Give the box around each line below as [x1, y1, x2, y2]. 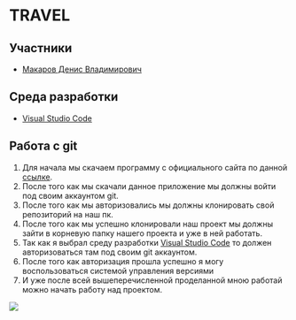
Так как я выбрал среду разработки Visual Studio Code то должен [21, 237, 272, 248]
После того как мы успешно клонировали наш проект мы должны [21, 218, 273, 229]
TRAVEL [9, 5, 71, 26]
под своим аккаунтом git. [21, 190, 120, 201]
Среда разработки [9, 89, 119, 104]
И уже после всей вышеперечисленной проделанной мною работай [21, 275, 283, 286]
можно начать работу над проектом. [21, 284, 163, 294]
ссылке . [21, 171, 53, 182]
